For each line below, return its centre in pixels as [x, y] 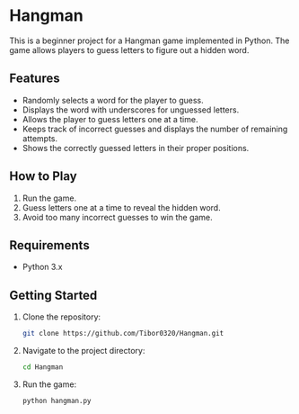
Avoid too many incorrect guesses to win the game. [117, 217]
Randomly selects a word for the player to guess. [113, 100]
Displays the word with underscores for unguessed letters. [131, 110]
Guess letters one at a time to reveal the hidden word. [122, 207]
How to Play [44, 176]
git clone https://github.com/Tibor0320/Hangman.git [123, 334]
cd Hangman [43, 367]
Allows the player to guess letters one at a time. [110, 119]
